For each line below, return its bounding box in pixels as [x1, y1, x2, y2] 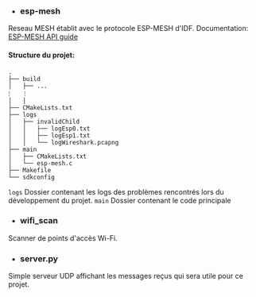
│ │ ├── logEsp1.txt [8, 131, 91, 140]
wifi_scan [19, 215, 58, 226]
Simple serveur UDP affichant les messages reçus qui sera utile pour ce [8, 272, 244, 281]
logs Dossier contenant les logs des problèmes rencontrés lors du [8, 187, 224, 196]
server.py [19, 253, 58, 264]
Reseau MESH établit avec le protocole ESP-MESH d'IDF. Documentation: [8, 24, 249, 33]
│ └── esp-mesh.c [8, 159, 73, 168]
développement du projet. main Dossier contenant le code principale [8, 195, 231, 205]
